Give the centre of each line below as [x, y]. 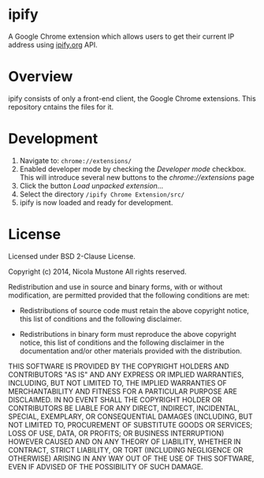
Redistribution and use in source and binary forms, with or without [115, 286]
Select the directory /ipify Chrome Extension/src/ [102, 194]
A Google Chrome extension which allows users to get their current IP [121, 36]
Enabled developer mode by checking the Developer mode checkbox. [133, 169]
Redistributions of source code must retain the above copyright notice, [134, 310]
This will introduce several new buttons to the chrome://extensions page [137, 177]
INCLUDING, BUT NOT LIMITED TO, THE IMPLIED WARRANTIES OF [117, 383]
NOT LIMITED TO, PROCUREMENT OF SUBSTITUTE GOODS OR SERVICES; [130, 424]
